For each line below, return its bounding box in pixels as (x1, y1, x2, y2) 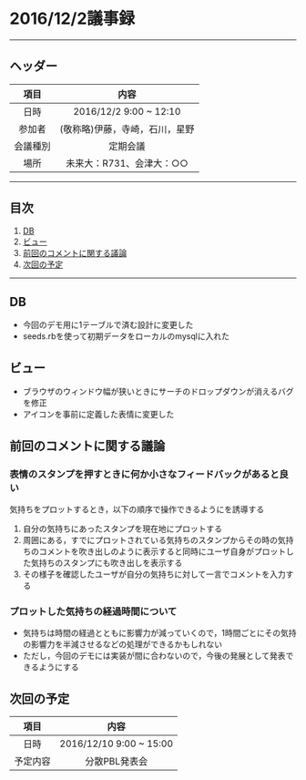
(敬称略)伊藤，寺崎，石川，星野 (59, 122, 195, 135)
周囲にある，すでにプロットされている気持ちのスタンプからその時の (22, 534, 279, 545)
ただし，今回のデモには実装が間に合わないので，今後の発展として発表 (22, 651, 286, 662)
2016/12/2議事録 (9, 8, 135, 29)
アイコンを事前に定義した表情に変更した (22, 409, 175, 420)
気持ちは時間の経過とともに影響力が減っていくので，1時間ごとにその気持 (22, 628, 297, 639)
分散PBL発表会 (85, 754, 148, 767)
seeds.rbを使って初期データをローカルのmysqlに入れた (22, 331, 230, 342)
